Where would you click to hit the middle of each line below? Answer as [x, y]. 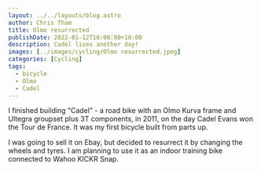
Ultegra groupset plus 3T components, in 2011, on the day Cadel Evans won [131, 119]
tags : [17, 67]
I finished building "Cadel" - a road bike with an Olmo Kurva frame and [122, 111]
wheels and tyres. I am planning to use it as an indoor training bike [116, 151]
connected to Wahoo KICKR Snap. [64, 159]
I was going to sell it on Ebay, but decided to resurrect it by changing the [125, 143]
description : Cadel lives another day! [74, 45]
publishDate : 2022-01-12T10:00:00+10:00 [75, 37]
